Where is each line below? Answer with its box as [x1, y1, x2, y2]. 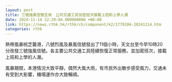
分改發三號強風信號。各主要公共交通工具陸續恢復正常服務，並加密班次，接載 [5, 48, 167, 54]
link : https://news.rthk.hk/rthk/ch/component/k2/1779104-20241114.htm [5, 22, 161, 27]
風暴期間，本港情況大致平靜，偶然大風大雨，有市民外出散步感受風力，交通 [5, 65, 162, 71]
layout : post [5, 7, 33, 13]
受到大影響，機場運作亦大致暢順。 [9, 71, 82, 77]
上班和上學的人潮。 [5, 54, 46, 60]
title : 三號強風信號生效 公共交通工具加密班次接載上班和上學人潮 [5, 12, 128, 17]
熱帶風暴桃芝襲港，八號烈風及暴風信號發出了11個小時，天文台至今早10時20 [5, 42, 163, 48]
